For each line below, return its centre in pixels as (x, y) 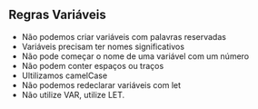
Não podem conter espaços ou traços (93, 65)
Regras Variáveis (57, 15)
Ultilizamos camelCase (64, 75)
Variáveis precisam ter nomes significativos (103, 46)
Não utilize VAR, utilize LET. (73, 94)
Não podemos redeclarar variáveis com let (101, 84)
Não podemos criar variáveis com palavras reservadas (124, 36)
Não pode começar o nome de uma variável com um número (135, 56)
